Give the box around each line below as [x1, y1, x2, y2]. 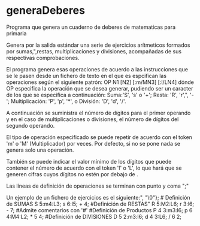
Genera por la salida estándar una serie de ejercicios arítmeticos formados [6, 41, 190, 49]
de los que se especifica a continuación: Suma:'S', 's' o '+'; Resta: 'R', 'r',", [6, 91, 189, 98]
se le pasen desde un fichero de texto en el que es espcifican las [6, 72, 166, 79]
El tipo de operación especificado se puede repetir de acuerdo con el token [6, 133, 193, 141]
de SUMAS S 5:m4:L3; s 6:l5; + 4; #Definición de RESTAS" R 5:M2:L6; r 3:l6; [6, 200, 195, 207]
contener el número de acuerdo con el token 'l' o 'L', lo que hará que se [6, 164, 182, 171]
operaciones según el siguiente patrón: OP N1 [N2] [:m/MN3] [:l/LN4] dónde [6, 79, 195, 86]
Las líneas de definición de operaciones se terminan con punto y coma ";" [6, 182, 189, 189]
